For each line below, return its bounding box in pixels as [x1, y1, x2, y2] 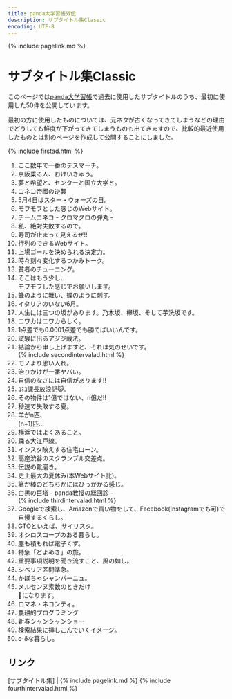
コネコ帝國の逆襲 [17, 188, 67, 196]
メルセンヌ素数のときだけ [17, 583, 91, 591]
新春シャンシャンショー [17, 617, 85, 626]
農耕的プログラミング [17, 608, 79, 617]
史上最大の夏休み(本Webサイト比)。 [17, 471, 120, 480]
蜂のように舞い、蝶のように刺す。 [17, 291, 115, 300]
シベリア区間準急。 [17, 565, 73, 574]
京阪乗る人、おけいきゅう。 [17, 170, 97, 179]
